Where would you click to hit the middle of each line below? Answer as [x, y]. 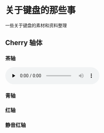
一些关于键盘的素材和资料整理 [36, 25]
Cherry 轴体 [24, 43]
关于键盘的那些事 [41, 10]
